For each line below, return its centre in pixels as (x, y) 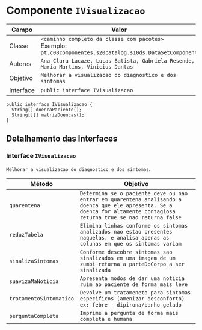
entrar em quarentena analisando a (130, 199)
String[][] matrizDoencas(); (48, 115)
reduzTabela (26, 235)
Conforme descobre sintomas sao (126, 252)
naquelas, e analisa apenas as (124, 238)
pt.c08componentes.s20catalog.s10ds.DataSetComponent (119, 52)
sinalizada (95, 270)
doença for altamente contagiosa (127, 211)
